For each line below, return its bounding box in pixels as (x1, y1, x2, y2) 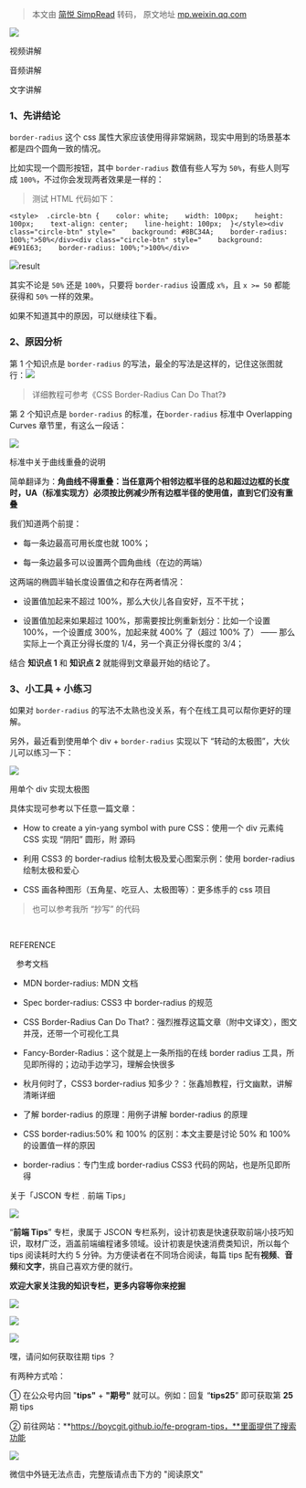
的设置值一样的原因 (22, 1139, 96, 1150)
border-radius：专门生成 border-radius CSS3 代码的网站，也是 (22, 1159, 259, 1170)
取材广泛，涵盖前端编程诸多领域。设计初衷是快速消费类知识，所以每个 (25, 1238, 290, 1249)
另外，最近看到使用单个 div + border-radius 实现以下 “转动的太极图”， (9, 735, 274, 746)
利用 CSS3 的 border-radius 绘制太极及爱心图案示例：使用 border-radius (22, 853, 295, 864)
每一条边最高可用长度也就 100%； (22, 537, 151, 548)
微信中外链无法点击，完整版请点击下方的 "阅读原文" (9, 1468, 204, 1479)
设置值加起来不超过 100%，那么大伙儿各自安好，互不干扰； (22, 596, 247, 607)
